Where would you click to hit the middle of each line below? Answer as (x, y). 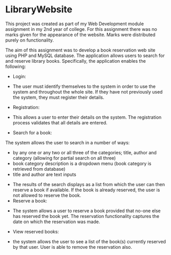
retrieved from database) (39, 169)
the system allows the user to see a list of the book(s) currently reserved (89, 241)
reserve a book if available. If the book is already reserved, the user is (86, 190)
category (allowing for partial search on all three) (64, 158)
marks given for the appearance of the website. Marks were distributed (80, 34)
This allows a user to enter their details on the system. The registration (87, 117)
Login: (19, 76)
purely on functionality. (30, 40)
